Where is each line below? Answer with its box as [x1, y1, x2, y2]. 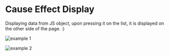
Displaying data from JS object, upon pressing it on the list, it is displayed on [5, 20, 164, 26]
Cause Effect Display [5, 4, 95, 15]
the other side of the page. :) [5, 25, 65, 31]
